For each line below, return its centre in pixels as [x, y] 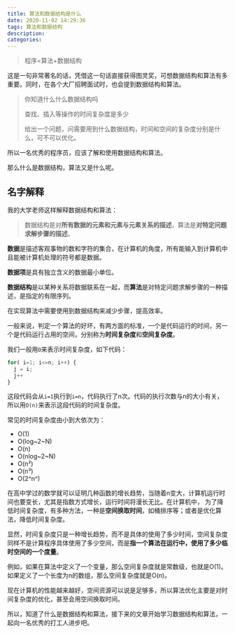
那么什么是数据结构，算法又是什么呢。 [62, 168]
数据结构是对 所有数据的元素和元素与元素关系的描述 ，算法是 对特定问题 [126, 224]
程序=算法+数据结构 [53, 61]
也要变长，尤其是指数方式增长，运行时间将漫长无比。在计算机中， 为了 [115, 502]
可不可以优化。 [58, 138]
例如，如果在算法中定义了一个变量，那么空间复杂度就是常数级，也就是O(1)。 [117, 567]
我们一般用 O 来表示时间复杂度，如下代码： [67, 349]
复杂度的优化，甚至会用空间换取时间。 [68, 599]
